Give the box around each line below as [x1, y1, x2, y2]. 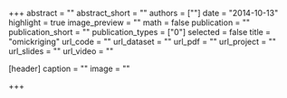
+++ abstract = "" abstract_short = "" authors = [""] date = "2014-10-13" [8, 8, 279, 18]
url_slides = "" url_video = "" [8, 46, 114, 57]
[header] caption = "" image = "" [8, 63, 130, 74]
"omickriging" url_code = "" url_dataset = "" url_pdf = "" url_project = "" [8, 36, 277, 47]
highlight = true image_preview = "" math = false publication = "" [8, 17, 251, 28]
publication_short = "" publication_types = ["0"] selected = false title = [8, 27, 272, 37]
